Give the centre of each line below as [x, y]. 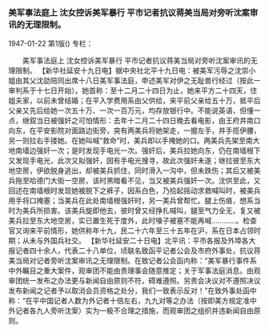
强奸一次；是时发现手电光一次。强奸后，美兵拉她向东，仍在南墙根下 [148, 150]
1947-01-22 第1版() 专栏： [51, 44]
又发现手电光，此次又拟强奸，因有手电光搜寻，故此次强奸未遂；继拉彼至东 [131, 161]
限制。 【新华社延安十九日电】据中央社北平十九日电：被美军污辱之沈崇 [132, 70]
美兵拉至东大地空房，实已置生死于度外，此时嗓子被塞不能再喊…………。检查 [133, 221]
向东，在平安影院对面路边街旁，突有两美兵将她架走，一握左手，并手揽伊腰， [134, 130]
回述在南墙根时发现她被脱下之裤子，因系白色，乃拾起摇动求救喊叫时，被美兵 [134, 191]
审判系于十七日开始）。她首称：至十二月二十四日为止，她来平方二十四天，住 [133, 90]
